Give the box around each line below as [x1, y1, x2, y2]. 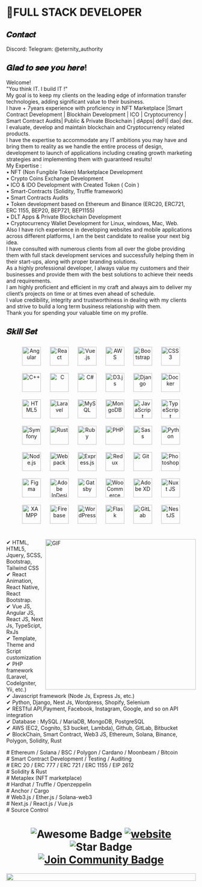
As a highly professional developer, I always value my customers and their [6, 264, 190, 272]
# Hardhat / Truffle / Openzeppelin [6, 780, 92, 788]
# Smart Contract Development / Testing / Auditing [6, 755, 132, 762]
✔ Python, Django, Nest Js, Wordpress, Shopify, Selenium [6, 699, 150, 706]
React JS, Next [6, 615, 43, 623]
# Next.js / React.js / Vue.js [6, 800, 73, 807]
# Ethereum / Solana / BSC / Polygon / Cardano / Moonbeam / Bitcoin [6, 749, 179, 756]
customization [6, 653, 41, 661]
